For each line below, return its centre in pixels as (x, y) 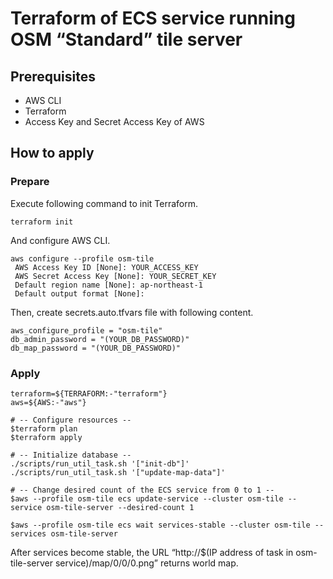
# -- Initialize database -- (71, 455)
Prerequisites (53, 76)
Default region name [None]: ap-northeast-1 (108, 285)
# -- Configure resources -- (71, 420)
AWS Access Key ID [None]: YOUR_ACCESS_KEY (106, 267)
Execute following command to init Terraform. (104, 203)
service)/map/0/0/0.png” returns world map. (146, 563)
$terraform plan (44, 428)
